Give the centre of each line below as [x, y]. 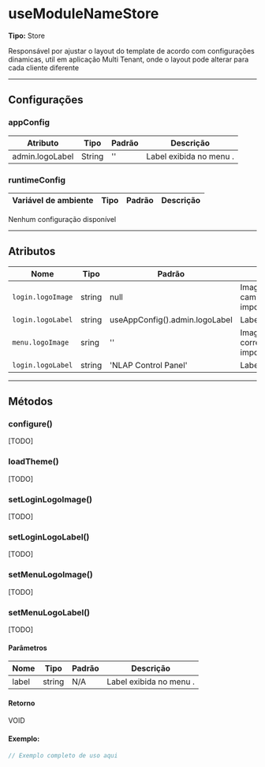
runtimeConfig [37, 180]
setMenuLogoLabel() [49, 612]
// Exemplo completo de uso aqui [63, 755]
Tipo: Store [27, 36]
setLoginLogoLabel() [49, 536]
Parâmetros [28, 648]
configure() [30, 424]
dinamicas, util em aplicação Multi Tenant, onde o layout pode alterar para [129, 59]
